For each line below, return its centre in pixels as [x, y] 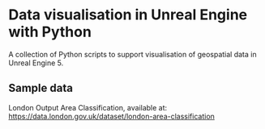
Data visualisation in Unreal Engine [128, 15]
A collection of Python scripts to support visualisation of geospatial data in [132, 54]
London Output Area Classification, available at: [88, 107]
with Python [50, 32]
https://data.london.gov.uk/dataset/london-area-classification [111, 116]
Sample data [41, 88]
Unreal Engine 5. [36, 63]
